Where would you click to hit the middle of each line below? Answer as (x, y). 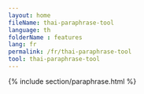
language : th (30, 30)
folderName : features (45, 37)
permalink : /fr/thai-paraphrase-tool (70, 52)
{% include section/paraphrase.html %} (72, 81)
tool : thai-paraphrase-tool (54, 60)
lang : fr (22, 45)
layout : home (30, 15)
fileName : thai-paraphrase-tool (61, 23)
